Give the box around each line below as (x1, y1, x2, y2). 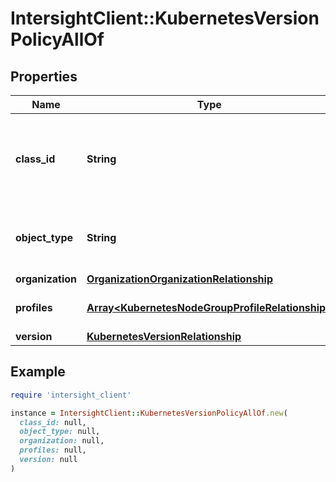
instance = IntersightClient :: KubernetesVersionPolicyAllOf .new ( (10, 408, 288, 418)
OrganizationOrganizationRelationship (86, 272, 273, 286)
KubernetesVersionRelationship (86, 330, 242, 343)
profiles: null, (19, 445, 87, 456)
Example (10, 363, 66, 381)
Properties (10, 68, 78, 85)
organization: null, (19, 436, 105, 446)
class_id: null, (19, 417, 87, 427)
